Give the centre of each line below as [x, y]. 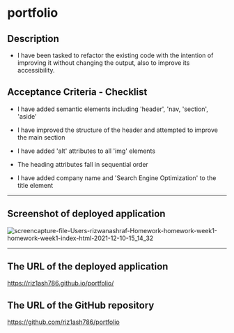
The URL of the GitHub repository [81, 305]
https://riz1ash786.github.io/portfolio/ [61, 283]
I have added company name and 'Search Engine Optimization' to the [117, 178]
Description [33, 39]
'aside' [27, 116]
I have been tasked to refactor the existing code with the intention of [115, 55]
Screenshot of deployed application [86, 214]
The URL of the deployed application [88, 267]
